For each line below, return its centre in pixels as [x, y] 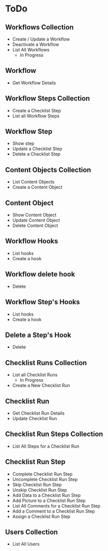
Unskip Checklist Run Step [40, 490]
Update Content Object [36, 220]
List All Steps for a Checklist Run [46, 446]
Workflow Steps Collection [48, 99]
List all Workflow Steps [36, 116]
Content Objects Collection [48, 170]
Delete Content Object [35, 226]
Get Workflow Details [34, 82]
